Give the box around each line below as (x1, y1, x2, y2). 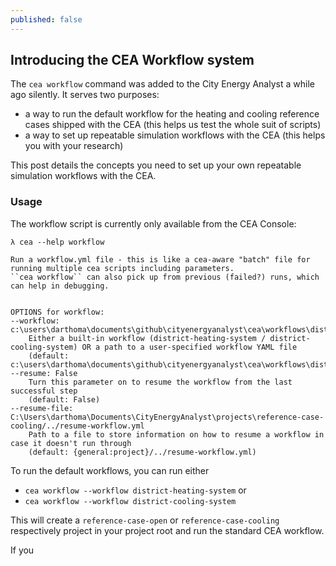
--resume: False (10, 368, 78, 378)
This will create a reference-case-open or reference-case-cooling (10, 514, 280, 526)
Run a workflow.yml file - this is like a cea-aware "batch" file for (10, 254, 311, 265)
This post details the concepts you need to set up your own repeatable (10, 159, 302, 171)
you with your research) (24, 140, 124, 152)
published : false (10, 14, 83, 25)
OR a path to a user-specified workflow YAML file (81, 342, 298, 352)
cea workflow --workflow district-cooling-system (24, 496, 237, 506)
